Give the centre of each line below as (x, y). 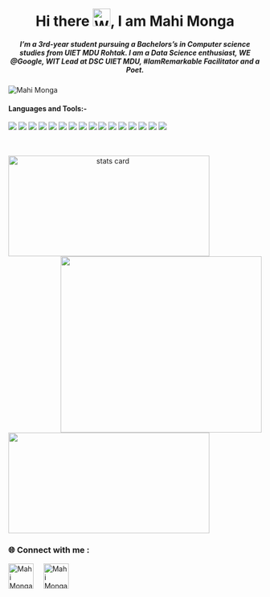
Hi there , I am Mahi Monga (135, 21)
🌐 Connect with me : (49, 550)
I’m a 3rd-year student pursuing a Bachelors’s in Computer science (135, 44)
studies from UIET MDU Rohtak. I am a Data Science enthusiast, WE (135, 52)
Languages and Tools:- (48, 108)
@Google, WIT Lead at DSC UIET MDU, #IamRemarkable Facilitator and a (135, 61)
